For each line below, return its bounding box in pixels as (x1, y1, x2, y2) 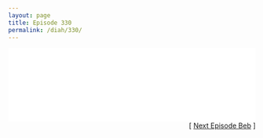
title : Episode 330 (8, 19, 72, 27)
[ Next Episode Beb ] (188, 121, 256, 130)
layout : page (8, 11, 51, 20)
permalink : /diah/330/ (8, 26, 82, 34)
